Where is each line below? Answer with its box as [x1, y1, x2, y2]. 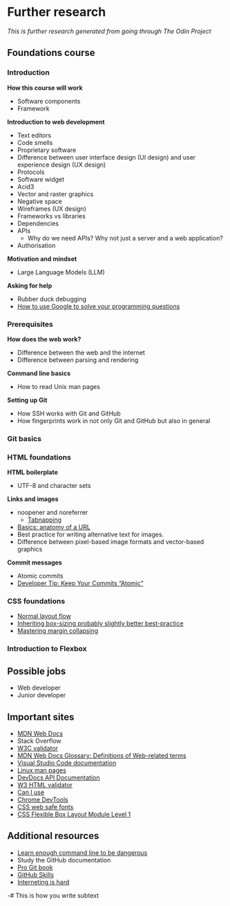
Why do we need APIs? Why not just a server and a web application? [27, 234, 223, 242]
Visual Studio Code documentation [17, 758, 117, 767]
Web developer [17, 683, 61, 692]
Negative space [17, 197, 62, 205]
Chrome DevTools [17, 795, 68, 804]
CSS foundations [7, 596, 66, 606]
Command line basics [7, 369, 71, 377]
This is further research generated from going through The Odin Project [7, 27, 212, 35]
